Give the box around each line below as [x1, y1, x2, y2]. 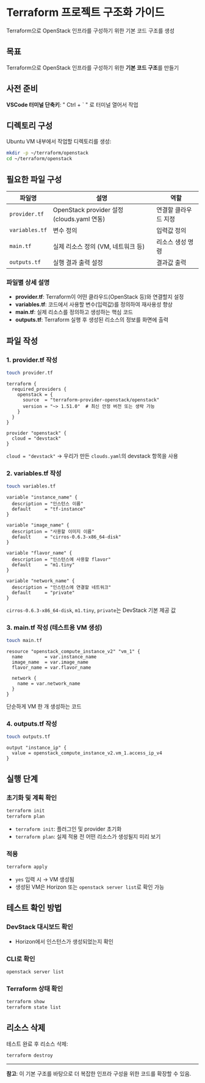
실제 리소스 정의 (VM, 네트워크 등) [52, 242, 145, 250]
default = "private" [12, 589, 75, 596]
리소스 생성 [156, 238, 187, 246]
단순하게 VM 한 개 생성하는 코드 [6, 703, 82, 710]
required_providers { [12, 386, 67, 392]
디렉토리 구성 [6, 120, 53, 131]
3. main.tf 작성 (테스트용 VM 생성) [6, 623, 103, 632]
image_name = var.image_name [12, 659, 88, 666]
